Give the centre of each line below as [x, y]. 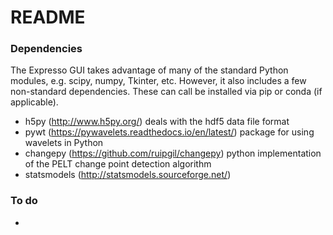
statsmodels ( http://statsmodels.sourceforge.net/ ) [128, 175]
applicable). [34, 102]
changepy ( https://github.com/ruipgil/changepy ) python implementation [173, 153]
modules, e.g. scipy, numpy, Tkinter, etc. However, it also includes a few [158, 81]
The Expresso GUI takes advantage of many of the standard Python [149, 70]
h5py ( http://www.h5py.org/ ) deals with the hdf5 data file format [157, 122]
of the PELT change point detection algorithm [118, 164]
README [48, 17]
